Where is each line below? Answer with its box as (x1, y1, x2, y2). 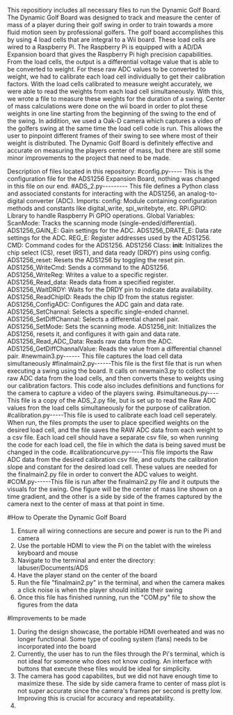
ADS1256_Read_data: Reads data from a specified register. (7, 278, 175, 286)
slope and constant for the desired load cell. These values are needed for (7, 463, 218, 471)
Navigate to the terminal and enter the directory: (17, 556, 156, 564)
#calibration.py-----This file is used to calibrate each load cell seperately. (7, 411, 218, 419)
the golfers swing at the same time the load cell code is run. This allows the (7, 124, 223, 132)
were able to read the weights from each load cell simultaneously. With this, (7, 87, 224, 95)
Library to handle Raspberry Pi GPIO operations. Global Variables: (7, 211, 195, 220)
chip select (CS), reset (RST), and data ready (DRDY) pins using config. (7, 248, 211, 257)
